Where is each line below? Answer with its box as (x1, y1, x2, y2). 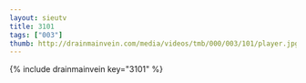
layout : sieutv (9, 13, 67, 23)
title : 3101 (9, 22, 55, 31)
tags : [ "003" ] (9, 30, 64, 39)
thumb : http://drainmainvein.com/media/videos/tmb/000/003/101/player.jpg (9, 38, 300, 48)
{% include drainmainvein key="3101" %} (9, 64, 164, 75)
